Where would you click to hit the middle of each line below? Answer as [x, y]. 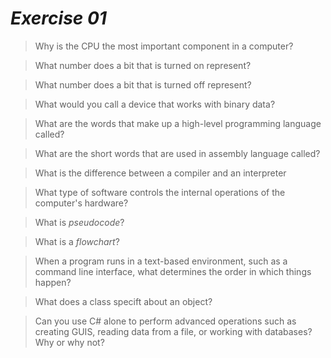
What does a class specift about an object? [123, 301]
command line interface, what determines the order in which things [173, 271]
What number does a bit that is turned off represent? [143, 84]
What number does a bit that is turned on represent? [143, 65]
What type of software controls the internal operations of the [160, 192]
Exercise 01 [58, 18]
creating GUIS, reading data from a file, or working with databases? [173, 331]
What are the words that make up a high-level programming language [178, 123]
